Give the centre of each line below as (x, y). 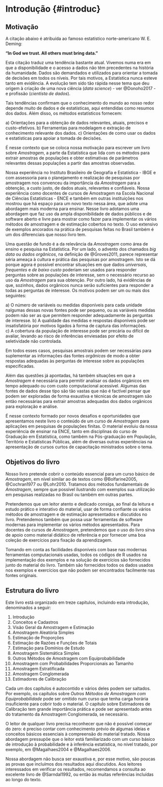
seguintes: (16, 296)
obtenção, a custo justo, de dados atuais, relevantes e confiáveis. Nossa (78, 188)
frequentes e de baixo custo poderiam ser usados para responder (71, 270)
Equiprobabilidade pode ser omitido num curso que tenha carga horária (77, 699)
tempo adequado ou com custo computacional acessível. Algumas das (76, 386)
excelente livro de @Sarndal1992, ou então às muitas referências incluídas (80, 774)
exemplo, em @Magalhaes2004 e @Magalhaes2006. (59, 749)
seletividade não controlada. (34, 341)
